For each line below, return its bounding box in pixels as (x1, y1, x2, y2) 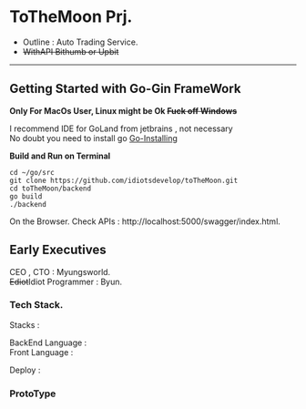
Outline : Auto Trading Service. (22, 36, 138, 47)
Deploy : (9, 364, 41, 375)
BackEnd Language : (9, 337, 87, 348)
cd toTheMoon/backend (9, 184, 92, 193)
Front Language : (9, 346, 74, 357)
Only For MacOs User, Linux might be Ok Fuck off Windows (9, 105, 238, 116)
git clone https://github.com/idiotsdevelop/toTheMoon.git (9, 176, 239, 185)
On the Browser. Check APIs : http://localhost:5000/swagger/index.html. (9, 216, 280, 227)
